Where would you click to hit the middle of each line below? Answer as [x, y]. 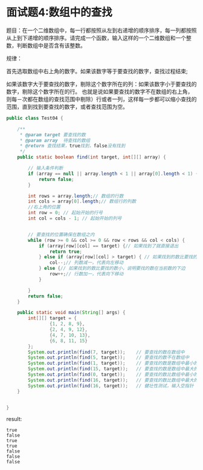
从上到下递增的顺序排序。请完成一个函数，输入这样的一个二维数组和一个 [96, 38]
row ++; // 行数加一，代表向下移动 [86, 274]
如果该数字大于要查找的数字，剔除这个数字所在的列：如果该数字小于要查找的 [101, 84]
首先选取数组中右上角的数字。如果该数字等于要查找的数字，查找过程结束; [97, 71]
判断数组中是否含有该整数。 [51, 45]
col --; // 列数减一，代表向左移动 [86, 263]
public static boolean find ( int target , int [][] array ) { [92, 157]
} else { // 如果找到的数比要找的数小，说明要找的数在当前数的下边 [112, 269]
